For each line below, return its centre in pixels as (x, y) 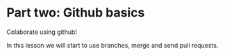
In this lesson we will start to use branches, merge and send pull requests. (112, 45)
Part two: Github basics (76, 13)
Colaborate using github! (42, 32)
